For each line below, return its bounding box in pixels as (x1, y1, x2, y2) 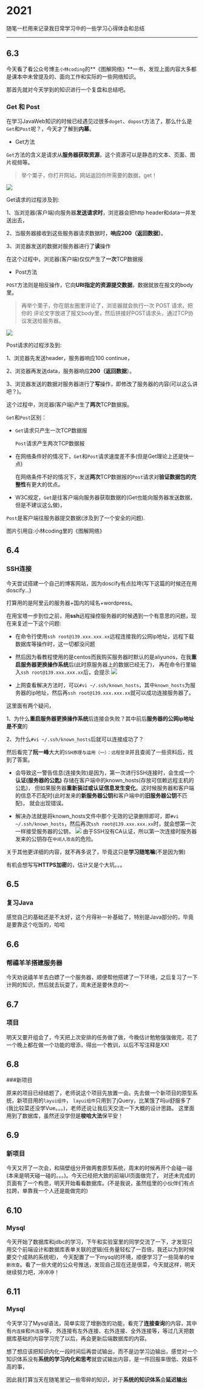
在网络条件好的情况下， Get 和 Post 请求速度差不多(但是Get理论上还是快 (15, 453, 189, 460)
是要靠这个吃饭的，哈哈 (6, 921, 65, 928)
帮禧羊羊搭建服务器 (6, 958, 63, 967)
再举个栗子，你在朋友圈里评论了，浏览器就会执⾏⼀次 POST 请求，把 (21, 302, 193, 309)
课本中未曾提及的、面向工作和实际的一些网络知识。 (11, 72, 140, 80)
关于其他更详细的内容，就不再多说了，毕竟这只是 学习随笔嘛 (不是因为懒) (6, 848, 186, 855)
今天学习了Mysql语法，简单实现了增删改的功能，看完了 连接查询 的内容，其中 (6, 1320, 197, 1327)
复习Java (6, 899, 33, 907)
